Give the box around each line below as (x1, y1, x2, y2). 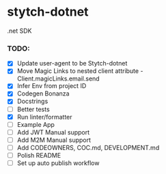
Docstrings (16, 97, 49, 106)
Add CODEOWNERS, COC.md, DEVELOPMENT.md (16, 143, 160, 151)
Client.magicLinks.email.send (16, 74, 100, 83)
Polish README (16, 151, 61, 159)
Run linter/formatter (16, 113, 73, 121)
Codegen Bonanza (16, 89, 70, 98)
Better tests (16, 105, 50, 113)
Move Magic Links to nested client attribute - (16, 67, 143, 75)
